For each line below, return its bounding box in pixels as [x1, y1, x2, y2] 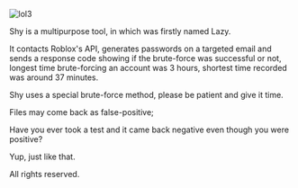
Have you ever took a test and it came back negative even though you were [9, 124, 290, 135]
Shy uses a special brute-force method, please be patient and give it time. [9, 90, 284, 100]
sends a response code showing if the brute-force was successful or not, [9, 53, 282, 63]
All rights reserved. [9, 169, 80, 179]
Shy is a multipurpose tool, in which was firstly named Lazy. [9, 26, 231, 36]
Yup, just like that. [9, 151, 76, 162]
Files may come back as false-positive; [9, 107, 155, 117]
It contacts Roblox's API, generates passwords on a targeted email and [9, 43, 272, 54]
